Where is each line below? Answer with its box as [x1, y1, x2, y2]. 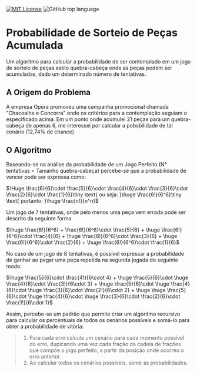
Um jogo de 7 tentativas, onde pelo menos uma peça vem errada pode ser [6, 209, 186, 216]
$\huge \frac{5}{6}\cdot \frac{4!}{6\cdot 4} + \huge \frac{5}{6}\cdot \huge [6, 274, 189, 281]
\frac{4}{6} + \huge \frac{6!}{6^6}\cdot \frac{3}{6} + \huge [33, 232, 178, 239]
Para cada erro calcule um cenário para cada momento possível [29, 334, 185, 341]
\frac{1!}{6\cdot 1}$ [6, 299, 53, 306]
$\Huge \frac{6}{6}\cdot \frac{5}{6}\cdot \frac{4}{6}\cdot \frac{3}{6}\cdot [6, 185, 188, 192]
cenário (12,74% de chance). [6, 128, 76, 135]
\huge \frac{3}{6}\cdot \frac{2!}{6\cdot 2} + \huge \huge [28, 286, 166, 293]
